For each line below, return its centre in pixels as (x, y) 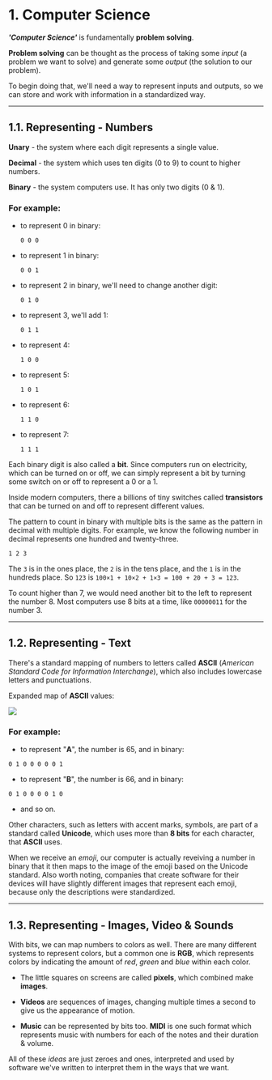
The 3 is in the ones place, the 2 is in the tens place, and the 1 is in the (125, 569)
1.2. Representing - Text (70, 643)
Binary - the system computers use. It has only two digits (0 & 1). (117, 187)
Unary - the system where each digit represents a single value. (114, 147)
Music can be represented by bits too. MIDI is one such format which (136, 1026)
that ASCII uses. (36, 842)
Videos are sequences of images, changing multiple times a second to (138, 1001)
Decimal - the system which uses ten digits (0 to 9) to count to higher (125, 163)
